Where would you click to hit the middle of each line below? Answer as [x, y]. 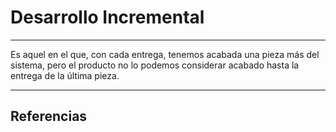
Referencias [49, 116]
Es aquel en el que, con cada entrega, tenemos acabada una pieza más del [165, 54]
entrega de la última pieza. [65, 75]
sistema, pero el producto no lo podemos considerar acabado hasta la [155, 65]
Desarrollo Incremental [107, 17]
